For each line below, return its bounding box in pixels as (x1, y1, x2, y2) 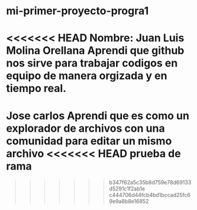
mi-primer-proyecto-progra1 (6, 4, 149, 18)
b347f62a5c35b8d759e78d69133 (109, 179, 192, 186)
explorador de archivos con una (6, 122, 165, 135)
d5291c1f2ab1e (109, 185, 146, 192)
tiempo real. (6, 82, 67, 96)
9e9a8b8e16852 (109, 198, 149, 205)
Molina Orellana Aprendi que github (6, 44, 185, 58)
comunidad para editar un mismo (6, 134, 172, 148)
